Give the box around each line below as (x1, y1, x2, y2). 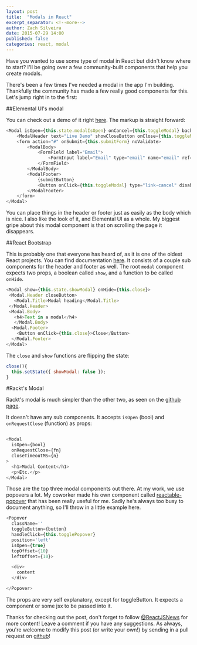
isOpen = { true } (11, 542, 46, 548)
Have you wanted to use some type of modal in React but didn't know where (6, 57, 191, 64)
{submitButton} (37, 176, 75, 182)
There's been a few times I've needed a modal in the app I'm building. (6, 81, 175, 88)
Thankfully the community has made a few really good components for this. (6, 87, 189, 94)
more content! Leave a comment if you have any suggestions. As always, (6, 620, 183, 627)
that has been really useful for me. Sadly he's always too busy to (27, 498, 184, 505)
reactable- (156, 491, 182, 498)
